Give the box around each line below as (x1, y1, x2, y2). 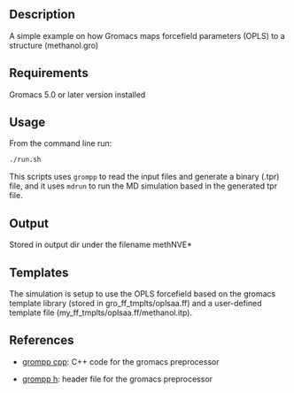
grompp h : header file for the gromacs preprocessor (21, 374, 213, 384)
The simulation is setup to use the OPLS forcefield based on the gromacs (9, 288, 276, 299)
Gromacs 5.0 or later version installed (9, 89, 146, 100)
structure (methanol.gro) (9, 40, 99, 50)
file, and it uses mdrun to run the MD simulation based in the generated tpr (9, 181, 277, 191)
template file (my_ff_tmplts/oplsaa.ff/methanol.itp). (9, 307, 193, 318)
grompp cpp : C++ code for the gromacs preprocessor (21, 356, 220, 366)
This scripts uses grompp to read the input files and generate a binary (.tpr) (9, 172, 280, 182)
